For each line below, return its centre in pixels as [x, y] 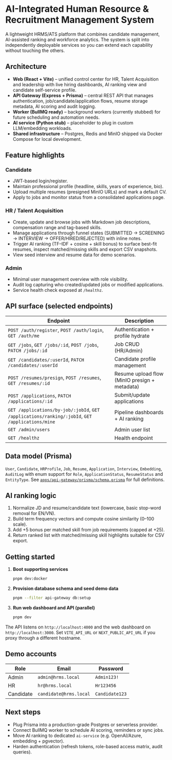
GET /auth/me [24, 336]
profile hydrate [132, 336]
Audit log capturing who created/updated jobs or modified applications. [88, 285]
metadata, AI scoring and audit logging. [54, 106]
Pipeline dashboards [139, 412]
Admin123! [107, 677]
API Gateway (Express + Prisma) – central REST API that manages [83, 95]
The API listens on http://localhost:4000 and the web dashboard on [78, 627]
